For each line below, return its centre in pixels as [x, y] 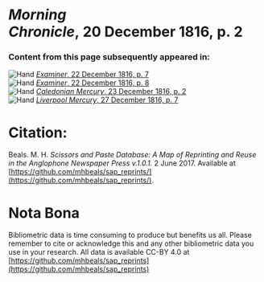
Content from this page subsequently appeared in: [109, 57]
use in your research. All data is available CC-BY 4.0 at [99, 252]
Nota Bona [44, 213]
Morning [37, 15]
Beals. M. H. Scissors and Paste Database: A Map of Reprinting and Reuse [132, 155]
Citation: [38, 132]
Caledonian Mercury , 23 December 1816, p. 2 [111, 92]
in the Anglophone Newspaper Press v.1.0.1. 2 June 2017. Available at [122, 163]
